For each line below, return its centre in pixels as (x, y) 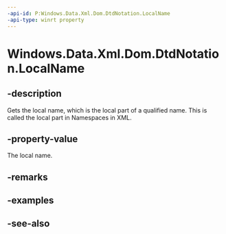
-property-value (43, 139)
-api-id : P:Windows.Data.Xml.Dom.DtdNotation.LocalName (89, 13)
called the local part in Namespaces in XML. (69, 117)
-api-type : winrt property (46, 20)
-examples (31, 201)
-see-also (29, 224)
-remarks (27, 177)
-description (34, 94)
